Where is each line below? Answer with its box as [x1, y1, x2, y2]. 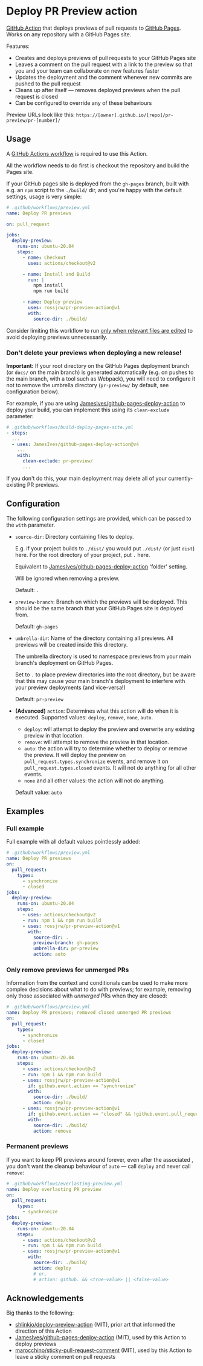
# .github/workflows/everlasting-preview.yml [6, 1181, 123, 1187]
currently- [168, 475, 193, 482]
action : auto [33, 951, 66, 958]
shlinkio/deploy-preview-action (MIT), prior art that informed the [14, 1321, 175, 1328]
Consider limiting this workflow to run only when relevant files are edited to [6, 327, 193, 334]
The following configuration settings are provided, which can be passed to [6, 515, 192, 522]
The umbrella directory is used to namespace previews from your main [14, 653, 192, 660]
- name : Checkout [22, 255, 66, 261]
